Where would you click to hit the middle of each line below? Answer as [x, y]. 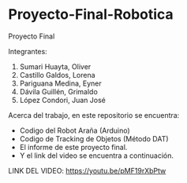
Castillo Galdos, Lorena [58, 75]
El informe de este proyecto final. [73, 147]
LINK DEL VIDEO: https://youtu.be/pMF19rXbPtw [87, 170]
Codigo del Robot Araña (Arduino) [75, 130]
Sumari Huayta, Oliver [55, 66]
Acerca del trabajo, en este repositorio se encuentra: [94, 115]
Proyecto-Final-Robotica [91, 15]
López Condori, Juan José [63, 100]
